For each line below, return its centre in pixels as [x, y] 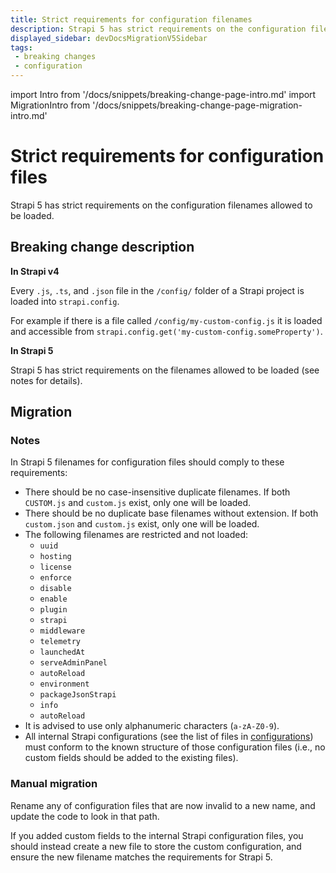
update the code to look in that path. [85, 816]
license [55, 567]
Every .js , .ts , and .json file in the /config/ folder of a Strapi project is [157, 290]
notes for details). [46, 380]
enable [53, 599]
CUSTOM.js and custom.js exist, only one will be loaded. [138, 503]
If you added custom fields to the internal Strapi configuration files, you [157, 835]
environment [64, 684]
